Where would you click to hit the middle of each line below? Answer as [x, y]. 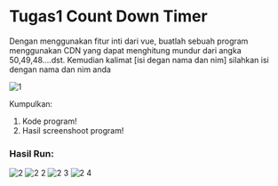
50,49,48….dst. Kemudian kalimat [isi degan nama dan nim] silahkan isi [139, 60]
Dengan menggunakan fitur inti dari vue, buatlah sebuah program [129, 41]
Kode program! [49, 121]
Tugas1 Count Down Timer [108, 16]
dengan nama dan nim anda [60, 69]
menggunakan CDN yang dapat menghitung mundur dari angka [125, 50]
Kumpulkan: [31, 103]
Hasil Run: [32, 153]
